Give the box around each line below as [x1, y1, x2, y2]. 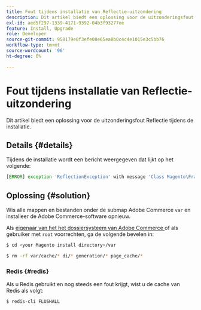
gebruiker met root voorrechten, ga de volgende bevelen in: [6, 231, 154, 238]
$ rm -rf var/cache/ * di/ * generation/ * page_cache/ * [6, 253, 144, 259]
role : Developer [6, 31, 47, 37]
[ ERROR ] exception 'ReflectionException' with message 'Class [6, 174, 165, 180]
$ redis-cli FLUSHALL [6, 299, 60, 305]
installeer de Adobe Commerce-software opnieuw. [6, 213, 131, 220]
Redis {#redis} [6, 267, 49, 275]
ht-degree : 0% [6, 53, 42, 59]
